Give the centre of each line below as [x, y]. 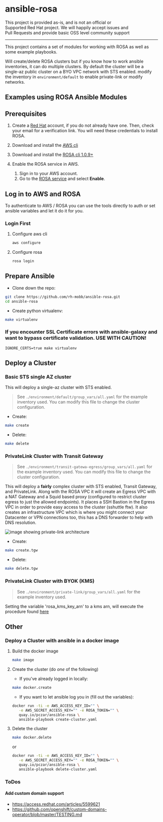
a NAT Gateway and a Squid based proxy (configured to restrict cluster [76, 497]
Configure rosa [27, 252]
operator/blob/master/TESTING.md [47, 814]
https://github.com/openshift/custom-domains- [59, 809]
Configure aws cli [30, 234]
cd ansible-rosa [21, 301]
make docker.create [32, 688]
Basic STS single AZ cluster [38, 377]
